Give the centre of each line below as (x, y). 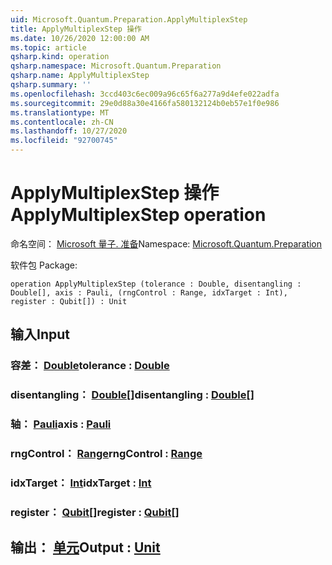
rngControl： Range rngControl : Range (106, 454)
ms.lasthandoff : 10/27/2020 (69, 131)
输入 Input (40, 334)
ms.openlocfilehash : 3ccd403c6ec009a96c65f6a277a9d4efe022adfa (145, 94)
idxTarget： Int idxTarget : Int (81, 483)
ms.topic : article (48, 47)
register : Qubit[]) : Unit (69, 301)
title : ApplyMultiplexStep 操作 (76, 29)
